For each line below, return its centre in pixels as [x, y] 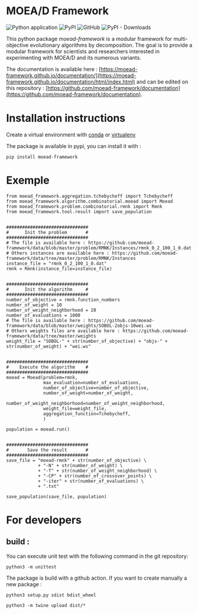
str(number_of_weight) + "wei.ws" [49, 346]
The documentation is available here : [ [53, 69]
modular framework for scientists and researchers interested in [83, 51]
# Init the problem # [47, 232]
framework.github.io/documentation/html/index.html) [71, 82]
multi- [181, 38]
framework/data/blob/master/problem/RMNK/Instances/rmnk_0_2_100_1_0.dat [99, 248]
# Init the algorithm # [47, 289]
